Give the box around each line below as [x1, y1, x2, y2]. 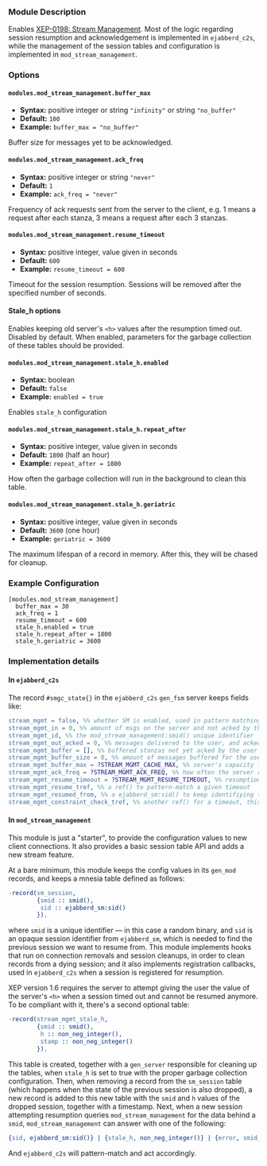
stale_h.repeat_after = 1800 [15, 630, 112, 638]
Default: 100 [19, 114, 60, 123]
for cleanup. [8, 557, 48, 567]
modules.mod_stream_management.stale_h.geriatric [8, 501, 176, 509]
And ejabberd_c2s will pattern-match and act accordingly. [8, 1148, 197, 1158]
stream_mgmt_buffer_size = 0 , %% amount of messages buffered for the [8, 753, 247, 761]
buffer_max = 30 [15, 602, 69, 610]
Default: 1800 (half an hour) [19, 450, 110, 459]
